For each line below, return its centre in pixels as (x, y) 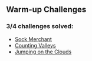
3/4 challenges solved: (40, 26)
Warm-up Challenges (46, 10)
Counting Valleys (35, 45)
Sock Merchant (33, 39)
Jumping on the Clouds (43, 52)
